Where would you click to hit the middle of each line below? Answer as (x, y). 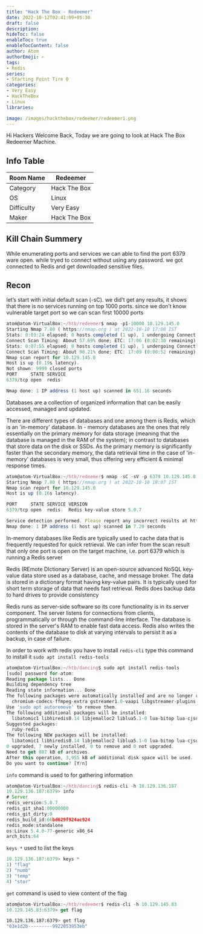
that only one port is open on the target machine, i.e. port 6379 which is (95, 551)
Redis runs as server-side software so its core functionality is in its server (98, 606)
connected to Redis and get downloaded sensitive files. (75, 266)
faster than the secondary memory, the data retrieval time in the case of (96, 452)
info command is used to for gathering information (69, 775)
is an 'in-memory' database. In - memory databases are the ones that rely (98, 427)
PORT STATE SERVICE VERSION (47, 504)
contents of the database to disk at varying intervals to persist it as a (92, 632)
